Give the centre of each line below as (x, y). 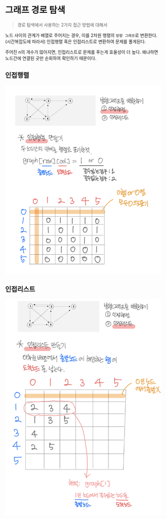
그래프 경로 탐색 (35, 10)
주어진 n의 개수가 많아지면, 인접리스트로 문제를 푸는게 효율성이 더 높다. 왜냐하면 (82, 52)
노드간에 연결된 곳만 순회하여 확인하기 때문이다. (51, 58)
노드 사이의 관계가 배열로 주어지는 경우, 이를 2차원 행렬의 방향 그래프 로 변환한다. (81, 35)
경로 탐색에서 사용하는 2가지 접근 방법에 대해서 (62, 25)
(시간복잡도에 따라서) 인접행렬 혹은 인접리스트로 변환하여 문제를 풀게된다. (76, 41)
